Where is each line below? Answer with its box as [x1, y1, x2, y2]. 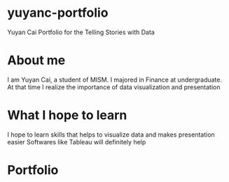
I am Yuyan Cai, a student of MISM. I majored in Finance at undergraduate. [7, 75, 223, 84]
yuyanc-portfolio [7, 5, 109, 21]
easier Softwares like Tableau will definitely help [7, 137, 146, 146]
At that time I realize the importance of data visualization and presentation [7, 82, 221, 91]
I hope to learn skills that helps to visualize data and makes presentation [7, 130, 215, 139]
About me [7, 52, 66, 68]
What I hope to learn [7, 107, 127, 123]
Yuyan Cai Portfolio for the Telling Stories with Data [7, 28, 155, 36]
